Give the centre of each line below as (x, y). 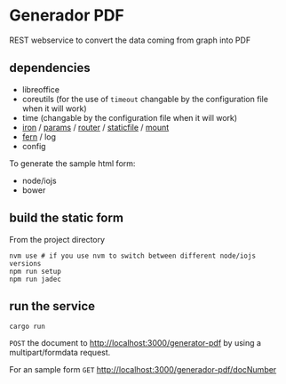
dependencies (50, 68)
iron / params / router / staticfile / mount (95, 127)
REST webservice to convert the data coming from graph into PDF (130, 40)
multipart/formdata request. (60, 353)
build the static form (67, 218)
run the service (52, 306)
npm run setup (36, 271)
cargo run (28, 327)
